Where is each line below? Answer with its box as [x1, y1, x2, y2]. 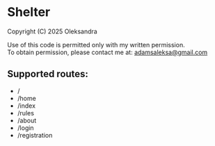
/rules [17, 108, 35, 117]
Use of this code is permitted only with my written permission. [7, 40, 186, 49]
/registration [17, 131, 53, 139]
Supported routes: [7, 68, 89, 80]
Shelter [7, 4, 51, 20]
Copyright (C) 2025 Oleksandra [7, 27, 97, 35]
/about [17, 116, 37, 124]
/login [17, 123, 34, 132]
